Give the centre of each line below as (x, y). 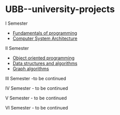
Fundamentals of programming (45, 33)
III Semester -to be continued (36, 78)
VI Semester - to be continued (37, 107)
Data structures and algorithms (45, 63)
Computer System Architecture (45, 38)
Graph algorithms (31, 69)
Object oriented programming (44, 58)
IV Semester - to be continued (37, 88)
